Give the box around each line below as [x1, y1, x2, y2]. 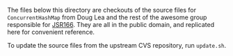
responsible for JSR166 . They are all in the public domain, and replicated [7, 21, 214, 28]
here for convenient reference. [7, 28, 95, 36]
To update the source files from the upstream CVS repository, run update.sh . [7, 41, 227, 49]
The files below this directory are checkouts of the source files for [7, 6, 197, 14]
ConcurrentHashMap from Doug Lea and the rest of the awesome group [7, 13, 207, 21]
